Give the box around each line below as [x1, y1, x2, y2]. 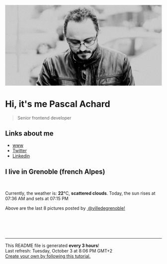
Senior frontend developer [17, 115, 72, 121]
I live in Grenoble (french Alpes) [5, 167, 105, 176]
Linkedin [12, 153, 30, 159]
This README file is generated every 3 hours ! [5, 243, 99, 249]
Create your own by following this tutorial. [5, 253, 91, 259]
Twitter [12, 147, 27, 154]
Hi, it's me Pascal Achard [5, 98, 110, 110]
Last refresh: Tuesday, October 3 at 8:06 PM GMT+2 [5, 248, 113, 254]
